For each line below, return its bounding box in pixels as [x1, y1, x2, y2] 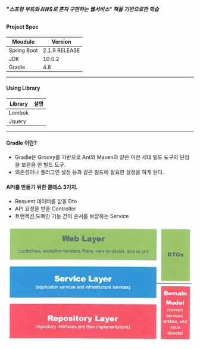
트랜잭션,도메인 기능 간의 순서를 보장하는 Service [14, 213, 129, 220]
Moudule [11, 38, 35, 45]
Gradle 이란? [6, 139, 37, 146]
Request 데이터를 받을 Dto [14, 198, 77, 205]
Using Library [6, 84, 40, 91]
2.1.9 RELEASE [42, 47, 80, 54]
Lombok [8, 109, 29, 117]
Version [51, 38, 71, 45]
